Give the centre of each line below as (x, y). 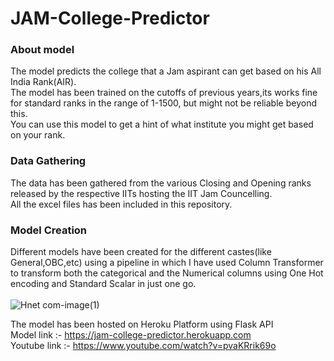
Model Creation (49, 230)
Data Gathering (48, 161)
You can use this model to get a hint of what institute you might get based (162, 124)
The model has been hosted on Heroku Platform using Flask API (142, 324)
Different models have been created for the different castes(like (141, 252)
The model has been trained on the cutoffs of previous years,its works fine (164, 93)
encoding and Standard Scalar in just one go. (103, 284)
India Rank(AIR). (43, 82)
